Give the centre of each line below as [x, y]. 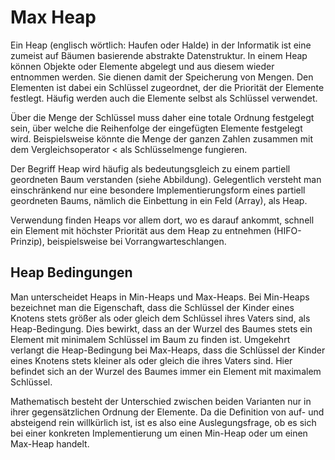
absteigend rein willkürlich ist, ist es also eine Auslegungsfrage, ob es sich [163, 422]
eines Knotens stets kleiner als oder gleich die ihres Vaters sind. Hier [151, 360]
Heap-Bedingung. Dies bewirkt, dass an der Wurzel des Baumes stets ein [161, 328]
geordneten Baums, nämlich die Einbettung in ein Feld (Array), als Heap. [159, 200]
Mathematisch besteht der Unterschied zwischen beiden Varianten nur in [161, 401]
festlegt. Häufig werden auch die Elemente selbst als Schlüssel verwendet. [164, 98]
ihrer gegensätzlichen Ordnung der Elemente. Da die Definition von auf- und [167, 412]
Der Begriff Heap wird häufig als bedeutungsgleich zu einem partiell [150, 168]
